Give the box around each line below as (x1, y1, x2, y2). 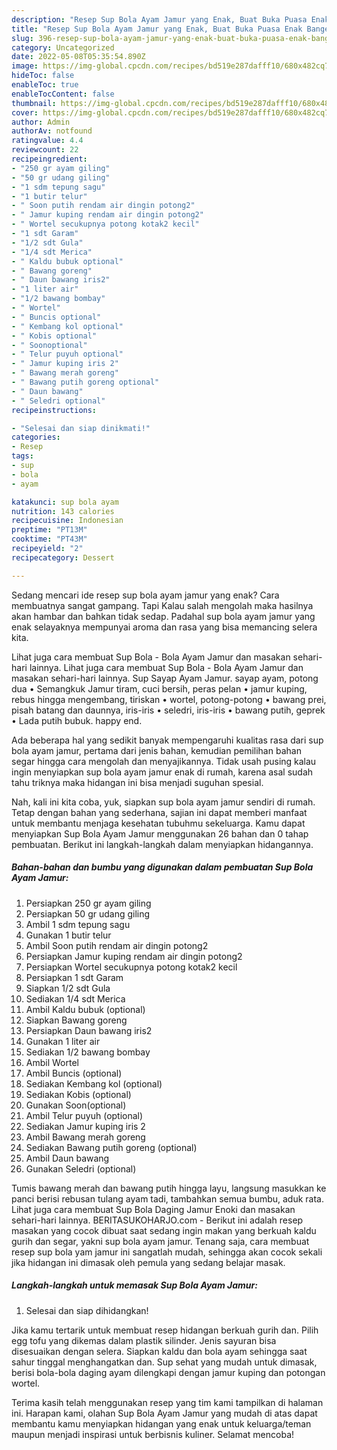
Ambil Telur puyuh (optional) (25, 1109, 144, 1121)
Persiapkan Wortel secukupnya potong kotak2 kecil (25, 961, 238, 973)
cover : (11, 107, 39, 118)
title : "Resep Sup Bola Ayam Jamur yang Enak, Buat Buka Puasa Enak (11, 24, 303, 34)
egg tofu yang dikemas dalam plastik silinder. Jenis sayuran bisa (11, 1334, 277, 1346)
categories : (11, 432, 61, 443)
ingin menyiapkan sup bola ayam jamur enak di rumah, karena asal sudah (11, 766, 314, 778)
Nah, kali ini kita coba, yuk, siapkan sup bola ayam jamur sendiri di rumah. (11, 796, 316, 808)
